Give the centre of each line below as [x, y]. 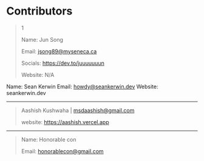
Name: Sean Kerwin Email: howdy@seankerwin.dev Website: [82, 87]
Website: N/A [38, 74]
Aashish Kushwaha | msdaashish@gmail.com [78, 110]
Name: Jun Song [42, 39]
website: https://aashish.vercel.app [65, 122]
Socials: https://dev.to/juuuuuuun [63, 63]
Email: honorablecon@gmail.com [63, 151]
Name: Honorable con [49, 139]
